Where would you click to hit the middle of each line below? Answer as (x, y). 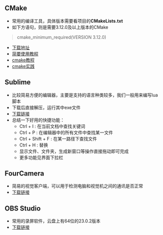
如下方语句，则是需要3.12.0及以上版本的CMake (60, 27)
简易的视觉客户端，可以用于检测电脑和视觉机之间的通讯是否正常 (77, 186)
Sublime (18, 82)
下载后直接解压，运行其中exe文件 (46, 107)
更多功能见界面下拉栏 (41, 157)
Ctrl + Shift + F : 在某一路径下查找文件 (58, 138)
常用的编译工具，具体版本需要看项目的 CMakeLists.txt (67, 21)
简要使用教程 (25, 53)
